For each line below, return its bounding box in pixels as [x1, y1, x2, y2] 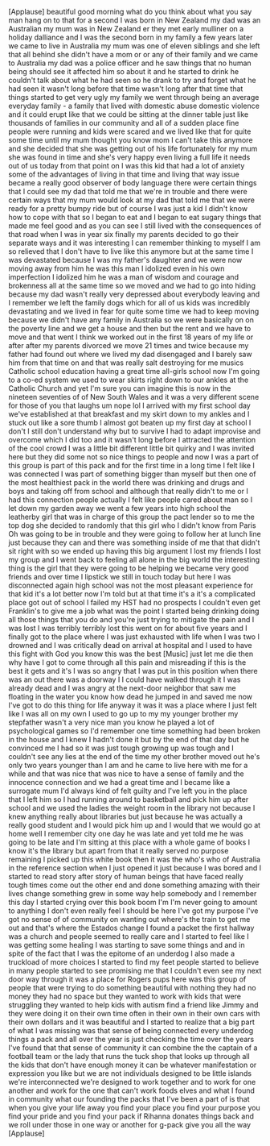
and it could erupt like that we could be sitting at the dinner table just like [8, 110, 249, 119]
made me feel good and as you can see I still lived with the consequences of [8, 221, 262, 230]
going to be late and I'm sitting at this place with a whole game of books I [8, 837, 251, 847]
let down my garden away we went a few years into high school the [8, 504, 231, 513]
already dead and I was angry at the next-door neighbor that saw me [8, 683, 236, 692]
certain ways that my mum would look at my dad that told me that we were [8, 195, 256, 205]
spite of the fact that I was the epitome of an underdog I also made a [8, 949, 235, 958]
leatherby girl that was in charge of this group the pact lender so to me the [8, 512, 255, 521]
